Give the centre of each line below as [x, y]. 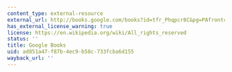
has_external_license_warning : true [60, 26]
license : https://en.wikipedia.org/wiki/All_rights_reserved [97, 33]
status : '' [23, 39]
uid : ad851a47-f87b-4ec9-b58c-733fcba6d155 [71, 52]
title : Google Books [37, 45]
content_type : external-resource [55, 13]
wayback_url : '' [30, 58]
